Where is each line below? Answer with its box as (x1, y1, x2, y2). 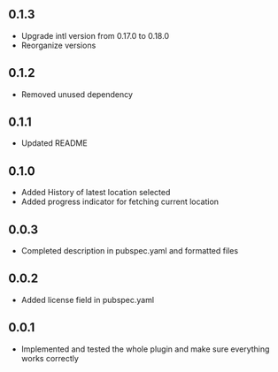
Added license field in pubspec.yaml (20, 294, 155, 305)
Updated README (20, 138, 88, 148)
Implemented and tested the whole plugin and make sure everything (20, 344, 270, 354)
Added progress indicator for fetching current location (20, 196, 219, 207)
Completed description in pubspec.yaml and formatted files (20, 246, 239, 256)
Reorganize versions (20, 40, 97, 50)
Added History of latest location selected (20, 187, 171, 198)
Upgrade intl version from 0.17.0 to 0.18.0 (20, 30, 170, 41)
